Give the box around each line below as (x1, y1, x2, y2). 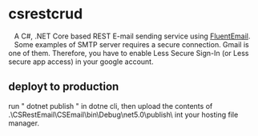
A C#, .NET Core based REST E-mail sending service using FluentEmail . (14, 31, 251, 41)
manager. (8, 118, 40, 128)
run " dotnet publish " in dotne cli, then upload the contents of (8, 101, 213, 110)
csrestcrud (8, 5, 83, 23)
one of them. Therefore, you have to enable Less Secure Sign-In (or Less (8, 48, 249, 58)
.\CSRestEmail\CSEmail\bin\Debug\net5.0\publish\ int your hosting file (8, 110, 239, 119)
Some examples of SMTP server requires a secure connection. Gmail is (14, 39, 250, 49)
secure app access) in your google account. (8, 57, 154, 66)
